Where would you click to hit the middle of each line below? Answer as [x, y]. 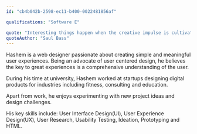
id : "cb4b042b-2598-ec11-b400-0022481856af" [61, 11]
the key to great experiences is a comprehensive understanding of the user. [98, 67]
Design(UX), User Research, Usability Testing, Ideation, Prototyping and [93, 120]
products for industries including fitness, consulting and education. [87, 85]
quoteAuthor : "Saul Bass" [38, 38]
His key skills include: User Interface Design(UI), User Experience [85, 114]
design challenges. [29, 102]
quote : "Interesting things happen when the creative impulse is [87, 33]
